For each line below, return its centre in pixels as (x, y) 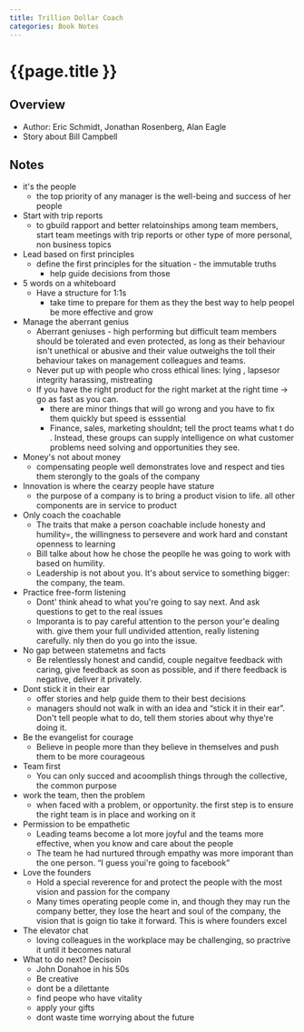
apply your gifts (65, 1008)
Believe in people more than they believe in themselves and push (157, 747)
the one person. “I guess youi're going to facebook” (133, 863)
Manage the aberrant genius (76, 322)
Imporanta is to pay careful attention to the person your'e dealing (157, 621)
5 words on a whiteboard (69, 284)
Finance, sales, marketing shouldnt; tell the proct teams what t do (172, 428)
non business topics (74, 245)
